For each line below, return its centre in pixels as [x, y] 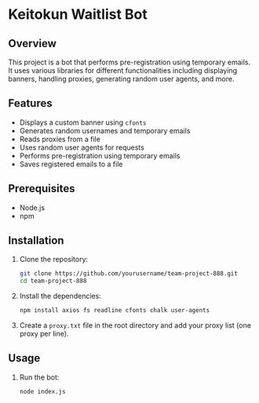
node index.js [42, 391]
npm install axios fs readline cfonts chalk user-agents [115, 310]
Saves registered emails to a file [71, 164]
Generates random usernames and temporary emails [105, 130]
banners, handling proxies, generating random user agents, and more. [121, 79]
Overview [33, 44]
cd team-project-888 [53, 281]
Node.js [32, 207]
